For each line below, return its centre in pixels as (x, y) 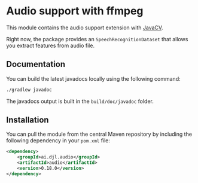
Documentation (36, 64)
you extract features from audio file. (50, 45)
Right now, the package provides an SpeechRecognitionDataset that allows (97, 39)
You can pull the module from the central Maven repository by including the (99, 134)
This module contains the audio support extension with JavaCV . (85, 28)
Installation (28, 120)
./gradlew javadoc (29, 90)
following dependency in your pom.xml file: (58, 141)
